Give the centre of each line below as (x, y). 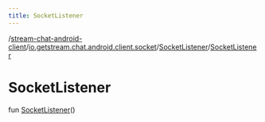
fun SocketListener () (42, 109)
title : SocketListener (46, 16)
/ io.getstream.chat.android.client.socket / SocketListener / (118, 47)
